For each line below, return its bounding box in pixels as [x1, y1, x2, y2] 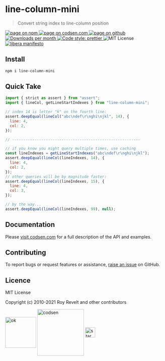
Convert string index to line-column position [17, 20, 109, 26]
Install [5, 55, 25, 64]
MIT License [5, 290, 31, 296]
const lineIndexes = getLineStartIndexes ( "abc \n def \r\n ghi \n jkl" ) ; [5, 151, 150, 156]
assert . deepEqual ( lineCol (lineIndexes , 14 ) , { [5, 156, 105, 161]
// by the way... [5, 202, 42, 207]
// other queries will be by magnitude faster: [5, 174, 107, 179]
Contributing [5, 249, 46, 257]
